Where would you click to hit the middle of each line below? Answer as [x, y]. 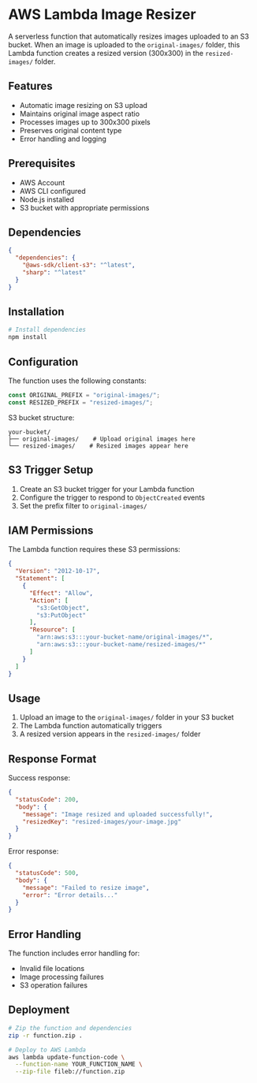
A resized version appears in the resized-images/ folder [110, 734]
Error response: [34, 851]
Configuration [43, 361]
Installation [36, 312]
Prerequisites [42, 164]
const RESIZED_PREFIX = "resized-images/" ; [81, 402]
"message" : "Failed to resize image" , [86, 888]
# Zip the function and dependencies [70, 1028]
